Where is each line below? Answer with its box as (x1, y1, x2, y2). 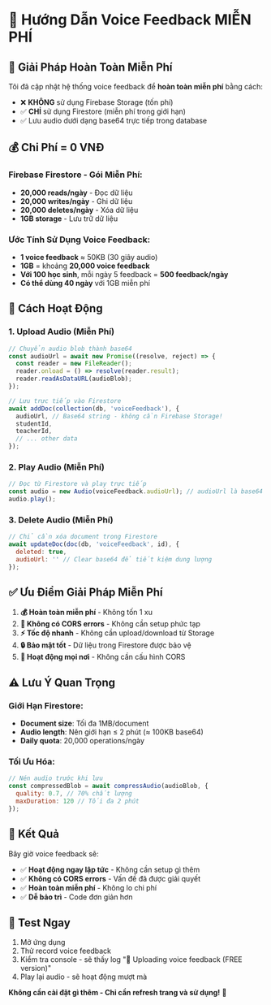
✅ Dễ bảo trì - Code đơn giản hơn (19, 892, 133, 902)
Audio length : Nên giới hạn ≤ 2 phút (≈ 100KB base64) (19, 727, 204, 737)
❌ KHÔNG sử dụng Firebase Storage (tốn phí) (19, 97, 174, 107)
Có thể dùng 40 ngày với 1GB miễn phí (19, 278, 150, 288)
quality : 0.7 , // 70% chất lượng (15, 790, 132, 798)
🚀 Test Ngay (8, 916, 71, 930)
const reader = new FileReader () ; (15, 360, 132, 368)
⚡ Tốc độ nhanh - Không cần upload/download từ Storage (19, 628, 215, 638)
